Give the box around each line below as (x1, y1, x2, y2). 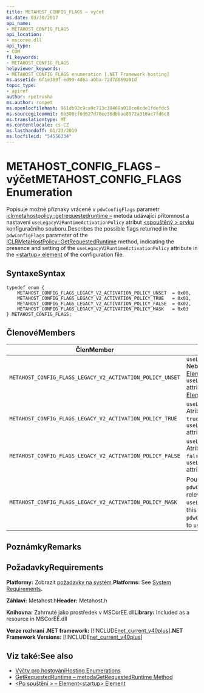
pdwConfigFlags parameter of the (6, 231, 88, 239)
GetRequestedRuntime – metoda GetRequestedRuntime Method (15, 674, 173, 681)
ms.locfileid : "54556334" (6, 133, 72, 140)
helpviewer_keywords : (6, 65, 61, 72)
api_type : (6, 43, 32, 49)
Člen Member (75, 346, 114, 354)
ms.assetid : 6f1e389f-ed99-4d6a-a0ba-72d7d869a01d (6, 77, 137, 83)
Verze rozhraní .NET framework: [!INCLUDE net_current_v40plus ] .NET (6, 627, 183, 634)
